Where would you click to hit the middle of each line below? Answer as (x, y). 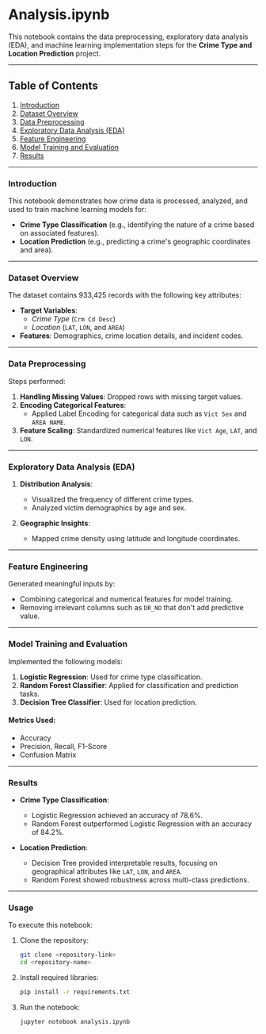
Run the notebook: (50, 1007)
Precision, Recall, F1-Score (63, 746)
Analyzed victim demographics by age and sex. (109, 507)
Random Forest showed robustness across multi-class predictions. (140, 880)
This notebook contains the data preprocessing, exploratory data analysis (128, 37)
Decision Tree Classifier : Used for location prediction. (108, 702)
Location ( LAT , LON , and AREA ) (78, 328)
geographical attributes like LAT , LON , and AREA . (107, 871)
